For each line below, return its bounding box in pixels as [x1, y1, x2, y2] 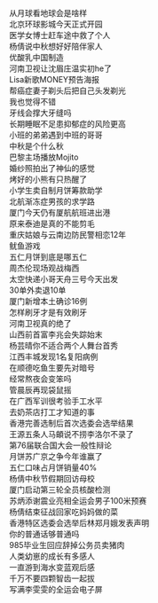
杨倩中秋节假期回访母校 [9, 474, 95, 483]
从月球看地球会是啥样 [9, 8, 87, 18]
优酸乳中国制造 [9, 52, 64, 62]
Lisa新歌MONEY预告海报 [9, 74, 100, 84]
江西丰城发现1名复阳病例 [9, 351, 99, 362]
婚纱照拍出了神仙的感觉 [9, 163, 95, 173]
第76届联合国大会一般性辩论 [9, 440, 113, 450]
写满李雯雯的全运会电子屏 [9, 584, 103, 594]
